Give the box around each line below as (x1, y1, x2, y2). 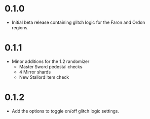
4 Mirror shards (19, 69, 51, 75)
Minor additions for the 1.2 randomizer (11, 58, 90, 64)
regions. (11, 24, 29, 30)
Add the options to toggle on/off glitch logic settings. (11, 108, 119, 114)
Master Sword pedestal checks (19, 63, 82, 69)
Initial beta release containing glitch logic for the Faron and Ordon (11, 19, 145, 25)
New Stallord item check (19, 74, 69, 80)
